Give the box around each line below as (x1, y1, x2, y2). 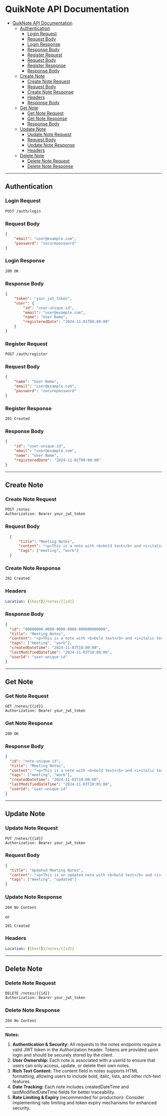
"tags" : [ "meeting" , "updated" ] (9, 877, 77, 882)
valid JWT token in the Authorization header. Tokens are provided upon (12, 1047, 159, 1053)
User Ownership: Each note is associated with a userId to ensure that (12, 1057, 156, 1063)
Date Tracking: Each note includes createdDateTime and (12, 1084, 129, 1090)
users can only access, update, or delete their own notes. (12, 1062, 130, 1069)
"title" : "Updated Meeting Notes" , (9, 867, 83, 873)
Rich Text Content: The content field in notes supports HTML (12, 1068, 139, 1074)
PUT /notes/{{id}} (5, 836, 43, 841)
